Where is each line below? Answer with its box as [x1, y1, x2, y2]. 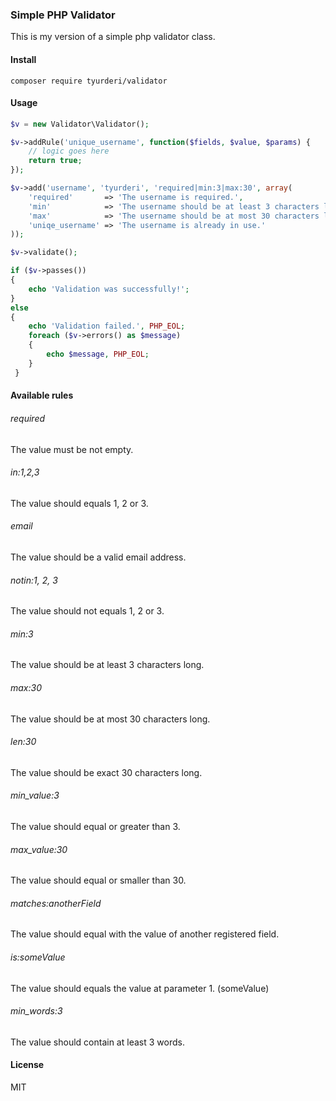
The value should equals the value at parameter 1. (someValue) [10, 982, 270, 994]
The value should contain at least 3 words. [10, 1036, 185, 1048]
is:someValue [10, 951, 66, 963]
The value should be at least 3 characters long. [10, 659, 205, 671]
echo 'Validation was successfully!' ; [28, 284, 190, 294]
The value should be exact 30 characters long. [10, 766, 203, 778]
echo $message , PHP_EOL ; [46, 349, 150, 360]
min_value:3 [10, 789, 60, 802]
